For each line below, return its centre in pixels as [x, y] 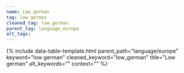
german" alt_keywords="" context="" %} [57, 64]
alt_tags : [19, 34]
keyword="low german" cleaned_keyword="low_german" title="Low [91, 57]
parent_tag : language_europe [43, 28]
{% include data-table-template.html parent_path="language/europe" [92, 51]
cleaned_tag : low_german [37, 23]
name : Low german [28, 12]
